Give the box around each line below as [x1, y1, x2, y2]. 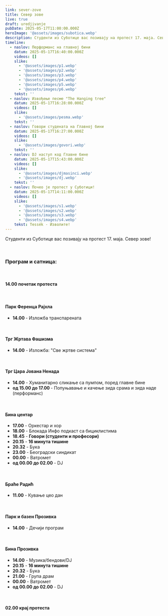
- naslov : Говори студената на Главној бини [9, 124, 104, 129]
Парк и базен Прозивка [5, 513, 56, 520]
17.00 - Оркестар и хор [12, 423, 61, 429]
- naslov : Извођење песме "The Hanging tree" [9, 96, 106, 101]
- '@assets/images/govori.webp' [18, 143, 86, 148]
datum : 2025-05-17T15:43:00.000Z [14, 157, 84, 162]
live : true [5, 17, 28, 22]
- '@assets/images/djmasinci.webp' [18, 171, 93, 176]
